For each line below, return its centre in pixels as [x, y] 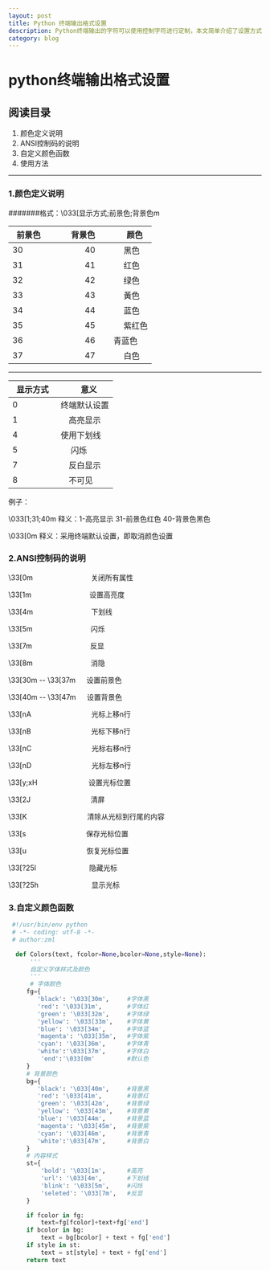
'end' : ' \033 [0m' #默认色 [95, 1059]
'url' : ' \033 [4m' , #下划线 [95, 1179]
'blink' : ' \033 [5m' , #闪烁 [92, 1186]
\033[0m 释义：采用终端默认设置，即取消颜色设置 [91, 536]
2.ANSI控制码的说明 [47, 558]
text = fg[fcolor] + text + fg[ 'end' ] [95, 1223]
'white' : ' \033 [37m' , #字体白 [93, 1052]
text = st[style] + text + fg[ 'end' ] [104, 1253]
